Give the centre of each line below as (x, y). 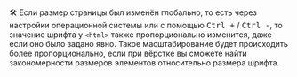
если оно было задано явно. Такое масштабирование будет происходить (149, 44)
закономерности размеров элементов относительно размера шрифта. (144, 63)
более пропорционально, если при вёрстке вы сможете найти (128, 53)
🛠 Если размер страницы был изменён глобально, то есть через (133, 12)
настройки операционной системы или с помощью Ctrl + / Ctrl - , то (146, 25)
